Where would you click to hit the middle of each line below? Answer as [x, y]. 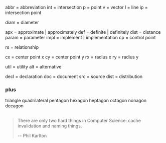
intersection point [23, 13]
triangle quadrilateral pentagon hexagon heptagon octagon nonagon [76, 101]
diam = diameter [22, 22]
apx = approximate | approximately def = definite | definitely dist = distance [83, 32]
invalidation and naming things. [50, 126]
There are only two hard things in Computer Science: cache [79, 120]
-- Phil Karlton [32, 135]
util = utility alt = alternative [33, 67]
